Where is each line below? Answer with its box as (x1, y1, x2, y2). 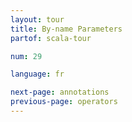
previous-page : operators (10, 97, 118, 107)
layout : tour (10, 14, 65, 25)
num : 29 (10, 51, 43, 61)
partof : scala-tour (10, 33, 92, 43)
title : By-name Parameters (10, 24, 123, 34)
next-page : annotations (10, 87, 110, 98)
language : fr (10, 69, 65, 80)
